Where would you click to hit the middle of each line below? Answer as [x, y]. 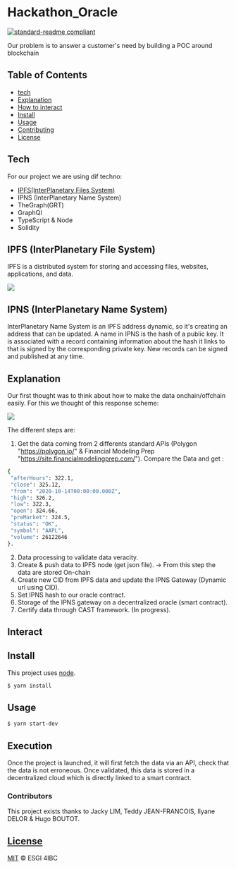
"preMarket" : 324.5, [41, 518]
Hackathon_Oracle [63, 12]
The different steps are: [41, 430]
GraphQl [30, 212]
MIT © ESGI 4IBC [32, 858]
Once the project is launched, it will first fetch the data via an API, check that [118, 763]
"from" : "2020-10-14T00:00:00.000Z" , [66, 491]
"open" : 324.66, [34, 511]
